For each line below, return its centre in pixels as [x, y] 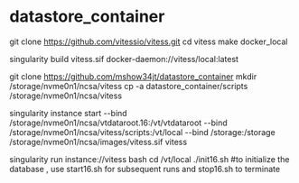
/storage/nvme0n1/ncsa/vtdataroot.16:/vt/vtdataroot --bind [118, 123]
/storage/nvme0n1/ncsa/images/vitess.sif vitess [98, 142]
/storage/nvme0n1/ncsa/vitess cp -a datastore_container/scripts [129, 86]
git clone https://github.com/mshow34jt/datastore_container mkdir [133, 76]
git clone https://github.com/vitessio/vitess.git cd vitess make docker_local [149, 41]
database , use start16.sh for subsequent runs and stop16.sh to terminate [145, 169]
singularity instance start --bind [69, 113]
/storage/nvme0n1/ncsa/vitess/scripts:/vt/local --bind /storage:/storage [142, 132]
